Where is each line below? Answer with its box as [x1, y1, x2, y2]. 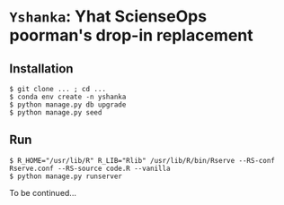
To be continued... [9, 187, 76, 198]
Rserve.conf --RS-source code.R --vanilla [9, 164, 171, 173]
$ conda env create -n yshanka [9, 92, 127, 101]
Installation [9, 61, 74, 76]
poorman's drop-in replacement [9, 25, 253, 46]
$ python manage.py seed [9, 108, 102, 117]
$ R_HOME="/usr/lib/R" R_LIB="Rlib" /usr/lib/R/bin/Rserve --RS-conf [9, 156, 276, 165]
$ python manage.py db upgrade [9, 100, 127, 109]
